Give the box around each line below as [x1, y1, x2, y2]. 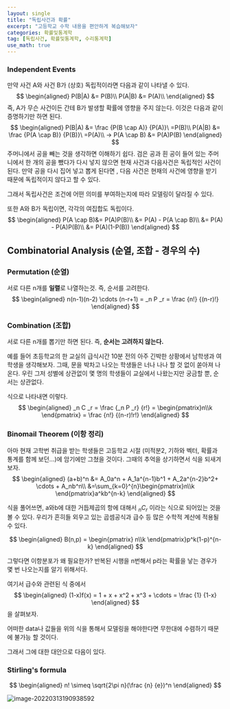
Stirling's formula [7, 665, 67, 675]
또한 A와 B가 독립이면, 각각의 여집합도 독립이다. [7, 205, 135, 213]
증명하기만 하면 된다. [7, 113, 62, 121]
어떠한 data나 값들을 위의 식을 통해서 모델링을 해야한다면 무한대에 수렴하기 [7, 625, 207, 633]
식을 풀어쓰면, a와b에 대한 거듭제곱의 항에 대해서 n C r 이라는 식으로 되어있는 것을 [7, 503, 221, 513]
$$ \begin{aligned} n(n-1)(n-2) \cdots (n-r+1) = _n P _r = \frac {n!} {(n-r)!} [11, 294, 220, 303]
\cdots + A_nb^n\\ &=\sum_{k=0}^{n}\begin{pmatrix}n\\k [36, 482, 195, 490]
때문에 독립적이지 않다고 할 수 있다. [7, 176, 101, 184]
